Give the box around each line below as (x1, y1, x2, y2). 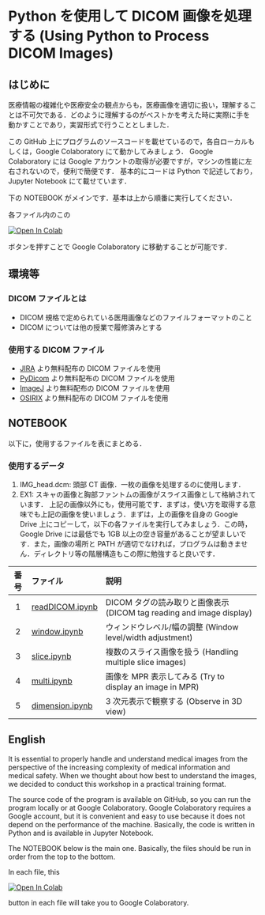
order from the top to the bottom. (8, 852, 116, 861)
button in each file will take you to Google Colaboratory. (8, 898, 189, 907)
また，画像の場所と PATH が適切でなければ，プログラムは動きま (33, 539, 241, 549)
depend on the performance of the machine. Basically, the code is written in (8, 819, 255, 829)
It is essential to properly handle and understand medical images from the (8, 754, 248, 763)
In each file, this (8, 867, 61, 876)
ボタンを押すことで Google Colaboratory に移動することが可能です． (8, 242, 232, 251)
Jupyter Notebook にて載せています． (8, 176, 132, 186)
